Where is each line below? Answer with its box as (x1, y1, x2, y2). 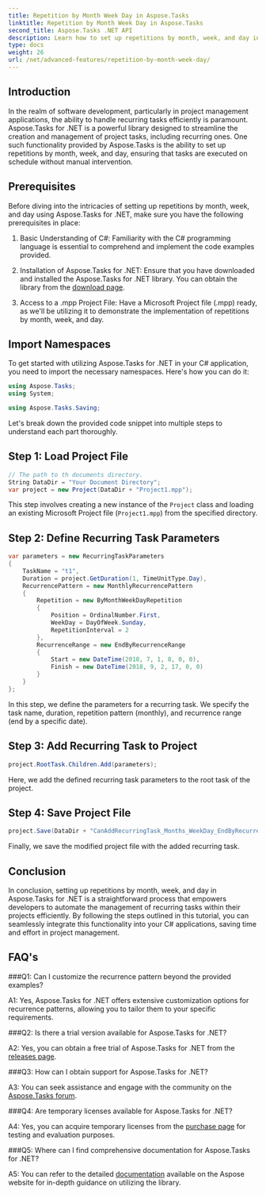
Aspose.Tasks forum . (8, 1090, 78, 1100)
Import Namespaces (8, 337, 111, 351)
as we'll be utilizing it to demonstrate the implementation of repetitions (19, 306, 249, 316)
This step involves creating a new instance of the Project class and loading (8, 500, 254, 509)
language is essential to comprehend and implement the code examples (19, 241, 255, 251)
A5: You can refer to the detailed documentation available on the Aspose (8, 1169, 245, 1178)
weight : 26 (8, 48, 44, 56)
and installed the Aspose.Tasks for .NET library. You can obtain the (19, 274, 237, 283)
